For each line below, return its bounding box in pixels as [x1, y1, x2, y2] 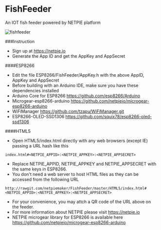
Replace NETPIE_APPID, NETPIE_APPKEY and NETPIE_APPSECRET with [12, 161, 157, 167]
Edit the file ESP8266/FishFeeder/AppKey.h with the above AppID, [12, 72, 144, 78]
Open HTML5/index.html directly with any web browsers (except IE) [12, 138, 148, 144]
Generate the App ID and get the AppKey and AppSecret [12, 53, 125, 59]
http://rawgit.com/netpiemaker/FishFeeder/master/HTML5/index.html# [5, 186, 147, 191]
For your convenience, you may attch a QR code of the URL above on [12, 199, 151, 205]
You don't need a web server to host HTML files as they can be [12, 171, 139, 177]
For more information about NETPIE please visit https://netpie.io [12, 209, 140, 215]
